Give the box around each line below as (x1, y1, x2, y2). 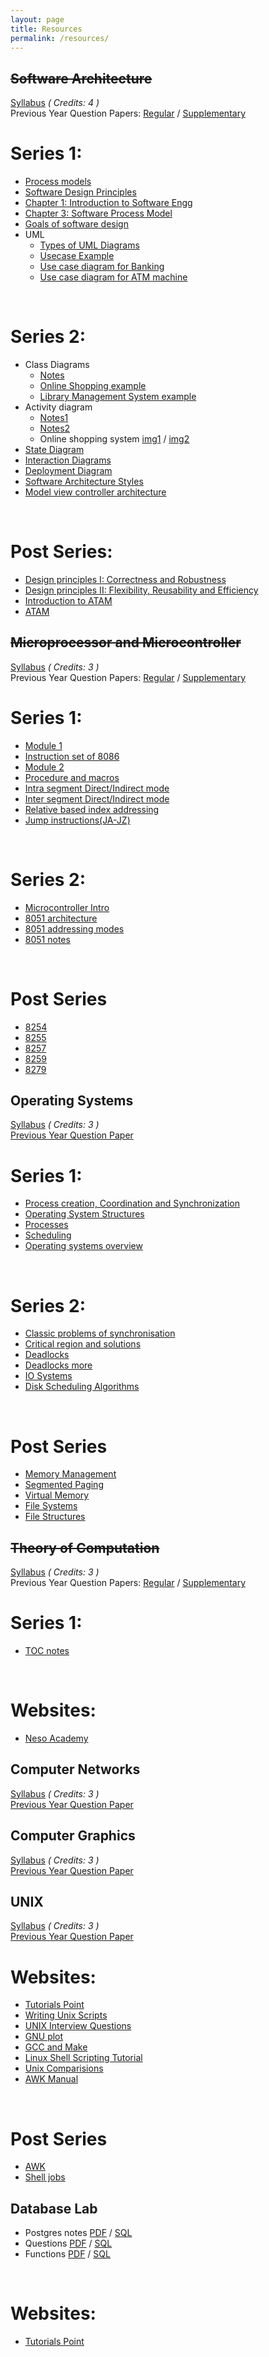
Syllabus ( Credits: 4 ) (10, 97, 100, 109)
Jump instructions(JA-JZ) (24, 814, 131, 826)
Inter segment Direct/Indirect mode (24, 792, 170, 805)
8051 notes (24, 933, 71, 945)
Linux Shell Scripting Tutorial (24, 2052, 143, 2064)
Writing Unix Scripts (24, 2009, 108, 2021)
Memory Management (24, 1468, 117, 1480)
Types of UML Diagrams (39, 239, 140, 251)
